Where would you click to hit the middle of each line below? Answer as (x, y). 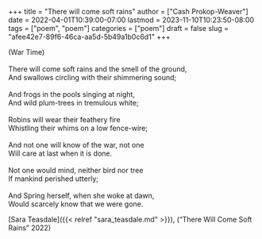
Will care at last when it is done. (60, 153)
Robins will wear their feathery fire (64, 119)
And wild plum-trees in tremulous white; (73, 103)
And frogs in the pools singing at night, (71, 94)
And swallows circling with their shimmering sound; (92, 77)
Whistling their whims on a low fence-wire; (78, 128)
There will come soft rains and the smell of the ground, (98, 69)
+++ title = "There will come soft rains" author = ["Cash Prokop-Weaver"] (128, 12)
